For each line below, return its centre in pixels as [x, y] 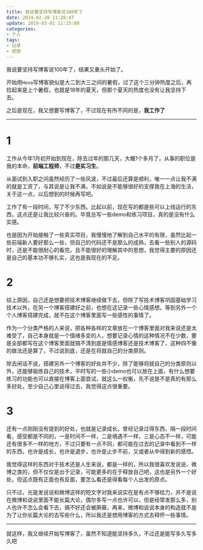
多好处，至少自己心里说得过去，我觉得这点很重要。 [70, 386]
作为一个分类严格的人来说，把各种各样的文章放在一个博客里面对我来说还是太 [101, 328]
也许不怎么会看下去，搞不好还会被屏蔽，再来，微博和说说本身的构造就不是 [104, 507]
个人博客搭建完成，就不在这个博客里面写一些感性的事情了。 [80, 315]
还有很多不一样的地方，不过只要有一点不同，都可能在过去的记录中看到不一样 [101, 443]
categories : [21, 29]
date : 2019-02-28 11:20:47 [40, 18]
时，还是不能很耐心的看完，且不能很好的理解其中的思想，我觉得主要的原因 [99, 250]
